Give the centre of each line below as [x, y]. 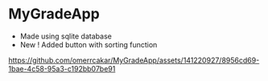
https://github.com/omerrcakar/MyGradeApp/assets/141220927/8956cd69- [134, 60]
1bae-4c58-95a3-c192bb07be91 [62, 68]
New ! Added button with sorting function [89, 44]
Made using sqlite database [66, 36]
